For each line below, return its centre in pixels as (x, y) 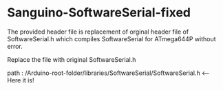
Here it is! (21, 80)
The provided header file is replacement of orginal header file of (98, 32)
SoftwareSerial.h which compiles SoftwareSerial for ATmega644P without (111, 38)
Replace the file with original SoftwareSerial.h (72, 59)
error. (15, 46)
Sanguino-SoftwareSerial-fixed (99, 13)
